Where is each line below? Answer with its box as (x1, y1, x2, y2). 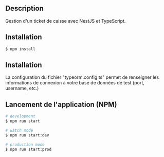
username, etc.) (5, 85, 39, 92)
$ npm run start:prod (5, 147, 52, 152)
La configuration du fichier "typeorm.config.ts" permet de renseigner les (5, 74, 159, 80)
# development (5, 114, 36, 119)
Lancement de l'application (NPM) (5, 100, 117, 109)
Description (5, 4, 44, 13)
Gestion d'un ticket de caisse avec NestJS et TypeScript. (5, 18, 126, 24)
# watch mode (5, 128, 33, 133)
